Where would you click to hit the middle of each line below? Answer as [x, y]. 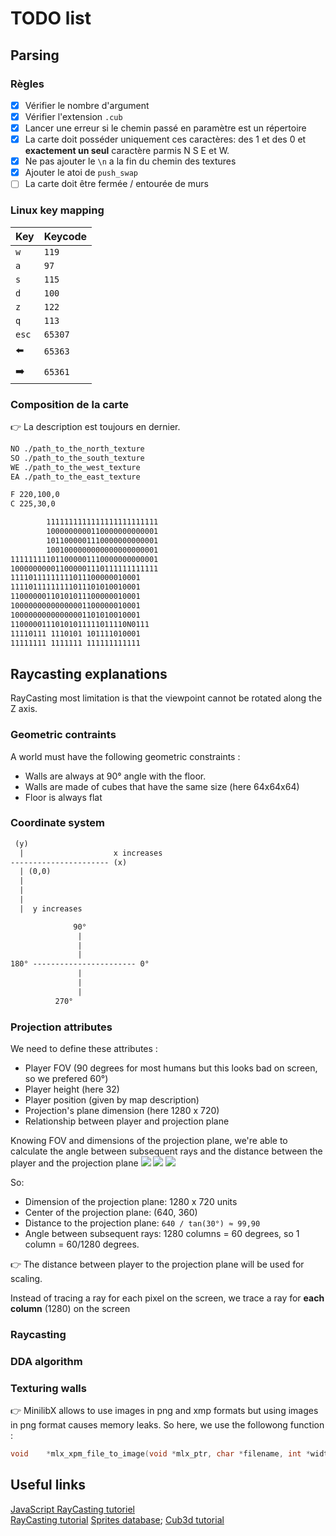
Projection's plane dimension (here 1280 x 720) [122, 1110]
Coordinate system [57, 823]
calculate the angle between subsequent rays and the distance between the [166, 1151]
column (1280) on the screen [70, 1308]
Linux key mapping [57, 210]
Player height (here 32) [72, 1089]
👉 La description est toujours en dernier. [95, 426]
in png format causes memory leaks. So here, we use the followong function [167, 1425]
